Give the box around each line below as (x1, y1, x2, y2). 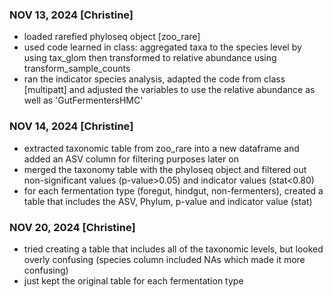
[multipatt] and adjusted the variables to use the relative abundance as (23, 84, 316, 96)
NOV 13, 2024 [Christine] (9, 8, 134, 22)
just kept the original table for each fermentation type (23, 274, 244, 287)
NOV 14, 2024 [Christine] (9, 119, 134, 133)
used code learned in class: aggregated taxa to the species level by (23, 41, 302, 53)
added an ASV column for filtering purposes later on (23, 153, 239, 165)
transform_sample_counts (23, 63, 131, 75)
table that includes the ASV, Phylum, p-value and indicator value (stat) (23, 195, 313, 207)
